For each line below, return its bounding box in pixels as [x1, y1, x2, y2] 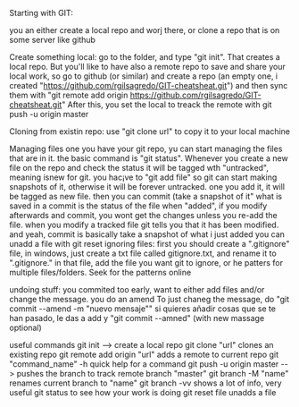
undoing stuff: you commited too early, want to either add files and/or [9, 284, 265, 294]
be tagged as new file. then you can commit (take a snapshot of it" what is [9, 191, 283, 201]
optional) [9, 322, 42, 333]
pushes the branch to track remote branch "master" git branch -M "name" [16, 369, 289, 378]
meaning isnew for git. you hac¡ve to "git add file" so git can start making [9, 172, 278, 182]
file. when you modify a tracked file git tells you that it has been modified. [9, 219, 279, 230]
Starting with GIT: [9, 8, 74, 18]
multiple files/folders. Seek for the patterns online [9, 267, 192, 277]
